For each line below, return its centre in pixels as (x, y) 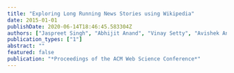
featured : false (31, 53)
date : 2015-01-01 (32, 20)
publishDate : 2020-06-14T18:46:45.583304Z (70, 26)
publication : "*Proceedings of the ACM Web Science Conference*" (104, 59)
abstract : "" (26, 46)
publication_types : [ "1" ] (45, 40)
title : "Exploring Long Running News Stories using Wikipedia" (101, 14)
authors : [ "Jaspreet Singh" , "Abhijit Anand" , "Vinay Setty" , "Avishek (113, 33)
